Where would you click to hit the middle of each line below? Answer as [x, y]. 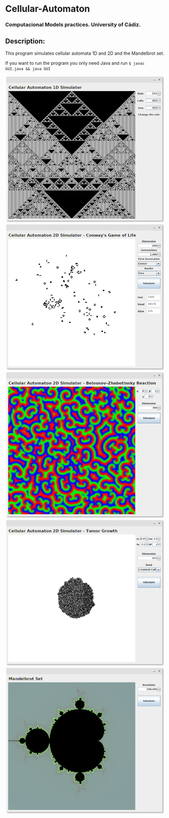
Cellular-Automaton [48, 9]
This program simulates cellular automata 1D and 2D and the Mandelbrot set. [85, 53]
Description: [25, 41]
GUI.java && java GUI [28, 69]
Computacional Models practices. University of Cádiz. [73, 25]
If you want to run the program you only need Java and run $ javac [75, 63]
